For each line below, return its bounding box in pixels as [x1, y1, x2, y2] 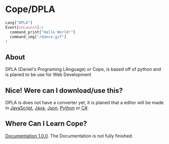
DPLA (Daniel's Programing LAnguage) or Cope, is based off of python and [5, 66, 161, 73]
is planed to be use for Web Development [5, 71, 92, 78]
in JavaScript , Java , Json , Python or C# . [5, 105, 89, 111]
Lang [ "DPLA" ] [5, 20, 33, 25]
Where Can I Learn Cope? [5, 119, 87, 128]
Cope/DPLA [5, 4, 55, 15]
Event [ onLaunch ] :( [5, 25, 44, 30]
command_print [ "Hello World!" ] [10, 29, 76, 35]
